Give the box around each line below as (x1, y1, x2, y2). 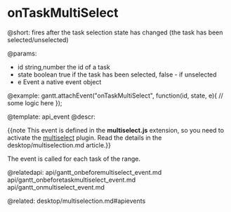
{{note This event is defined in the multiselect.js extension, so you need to (7, 126, 225, 134)
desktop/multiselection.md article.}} (7, 140, 111, 149)
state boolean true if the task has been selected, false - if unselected (17, 70, 217, 79)
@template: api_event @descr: (7, 112, 96, 121)
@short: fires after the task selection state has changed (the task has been (7, 28, 223, 37)
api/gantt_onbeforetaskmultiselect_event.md (7, 175, 136, 184)
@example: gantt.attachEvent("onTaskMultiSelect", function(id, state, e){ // (7, 91, 223, 100)
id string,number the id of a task (17, 62, 110, 71)
